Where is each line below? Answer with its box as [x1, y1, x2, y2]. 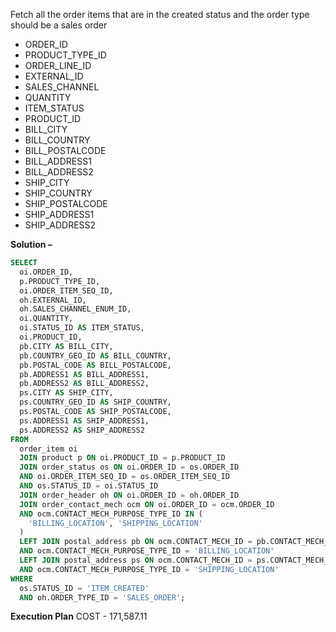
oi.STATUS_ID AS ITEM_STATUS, [19, 323, 145, 333]
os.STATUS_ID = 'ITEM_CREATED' [19, 583, 150, 593]
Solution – [10, 239, 53, 250]
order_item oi [19, 444, 78, 454]
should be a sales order [10, 19, 108, 31]
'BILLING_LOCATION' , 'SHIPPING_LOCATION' [28, 518, 203, 528]
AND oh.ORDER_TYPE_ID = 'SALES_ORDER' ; [19, 592, 186, 603]
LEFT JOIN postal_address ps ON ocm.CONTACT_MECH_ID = [19, 555, 253, 565]
